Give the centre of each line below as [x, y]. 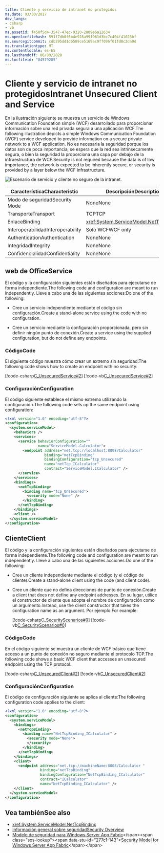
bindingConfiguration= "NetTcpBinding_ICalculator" [92, 775]
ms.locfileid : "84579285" [31, 60]
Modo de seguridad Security [40, 200]
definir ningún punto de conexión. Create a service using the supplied [82, 333]
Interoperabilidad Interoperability [44, 230]
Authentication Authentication [41, 238]
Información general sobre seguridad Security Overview [68, 830]
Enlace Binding [24, 222]
